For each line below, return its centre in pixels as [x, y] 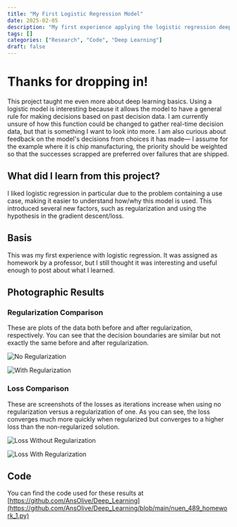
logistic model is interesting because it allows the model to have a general [115, 109]
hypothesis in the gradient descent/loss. [66, 216]
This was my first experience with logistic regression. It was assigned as [113, 255]
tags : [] [20, 34]
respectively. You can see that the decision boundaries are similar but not [114, 335]
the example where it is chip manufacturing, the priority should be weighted [117, 146]
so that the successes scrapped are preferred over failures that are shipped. [118, 154]
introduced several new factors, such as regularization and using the [107, 208]
